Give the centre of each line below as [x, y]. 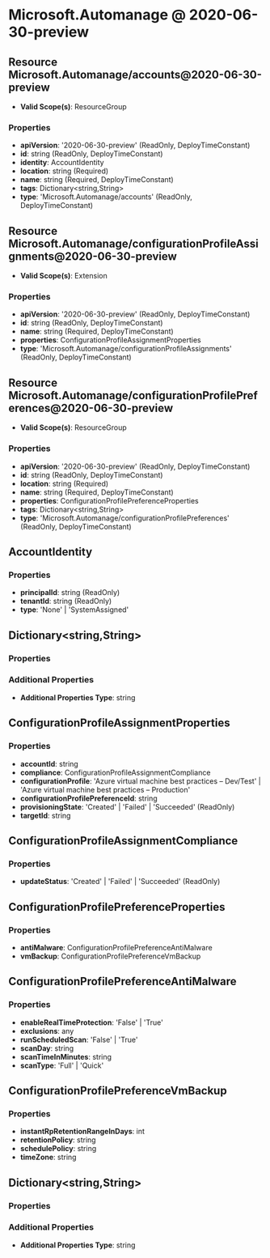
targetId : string [45, 815]
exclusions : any [47, 1031]
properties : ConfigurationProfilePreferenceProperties [110, 500]
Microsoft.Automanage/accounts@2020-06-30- [135, 74]
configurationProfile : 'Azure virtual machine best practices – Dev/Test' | [140, 781]
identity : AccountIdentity [62, 163]
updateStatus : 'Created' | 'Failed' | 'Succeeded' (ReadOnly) [120, 882]
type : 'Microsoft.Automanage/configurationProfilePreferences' [125, 518]
